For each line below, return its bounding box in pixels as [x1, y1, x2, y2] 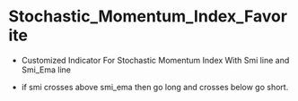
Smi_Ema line [21, 64, 71, 75]
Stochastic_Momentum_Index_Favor [8, 6, 288, 27]
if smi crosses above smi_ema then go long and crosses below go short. [21, 81, 289, 92]
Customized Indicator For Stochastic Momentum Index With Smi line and [21, 55, 290, 65]
